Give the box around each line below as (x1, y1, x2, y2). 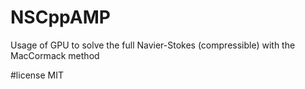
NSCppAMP (10, 6, 111, 29)
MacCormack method (10, 49, 100, 61)
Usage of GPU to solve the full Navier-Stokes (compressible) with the (10, 39, 296, 51)
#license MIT (10, 69, 65, 81)
